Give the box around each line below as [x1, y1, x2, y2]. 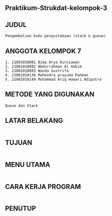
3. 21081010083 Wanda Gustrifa [5, 69, 69, 73]
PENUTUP [5, 204, 36, 213]
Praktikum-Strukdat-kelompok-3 [5, 4, 108, 12]
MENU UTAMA [5, 160, 50, 168]
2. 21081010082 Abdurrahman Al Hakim [5, 64, 82, 69]
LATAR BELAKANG [5, 117, 64, 125]
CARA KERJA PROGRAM [5, 182, 81, 191]
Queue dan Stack [5, 103, 38, 108]
